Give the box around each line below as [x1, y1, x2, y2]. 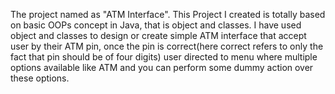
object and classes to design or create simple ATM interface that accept [10, 30, 307, 41]
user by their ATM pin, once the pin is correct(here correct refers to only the [10, 40, 324, 52]
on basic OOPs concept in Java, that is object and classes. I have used [10, 19, 302, 31]
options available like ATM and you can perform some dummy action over [10, 62, 314, 73]
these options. [10, 72, 70, 84]
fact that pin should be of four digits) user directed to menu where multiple [10, 51, 318, 63]
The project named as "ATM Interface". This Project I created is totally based [10, 9, 326, 20]
